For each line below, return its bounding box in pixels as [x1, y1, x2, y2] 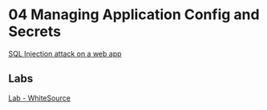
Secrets [8, 22, 62, 41]
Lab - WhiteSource [8, 93, 71, 103]
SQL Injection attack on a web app [8, 49, 122, 58]
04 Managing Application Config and [8, 6, 260, 24]
